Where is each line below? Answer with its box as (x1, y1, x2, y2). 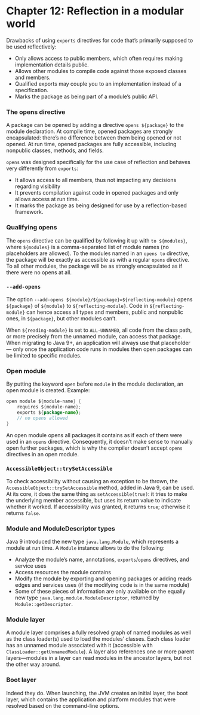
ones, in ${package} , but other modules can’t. (6, 314, 118, 322)
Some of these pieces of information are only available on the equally (14, 588, 186, 595)
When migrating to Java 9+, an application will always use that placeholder (6, 339, 191, 346)
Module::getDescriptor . (14, 601, 73, 608)
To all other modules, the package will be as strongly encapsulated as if (6, 262, 183, 269)
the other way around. (6, 661, 61, 668)
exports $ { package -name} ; (17, 409, 82, 416)
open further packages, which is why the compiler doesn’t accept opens (6, 444, 183, 452)
